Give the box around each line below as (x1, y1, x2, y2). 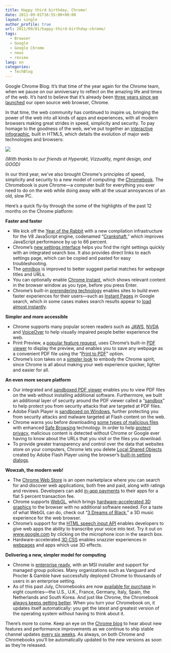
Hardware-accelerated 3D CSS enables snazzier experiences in (12, 537, 147, 542)
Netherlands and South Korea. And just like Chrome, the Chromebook (12, 594, 159, 600)
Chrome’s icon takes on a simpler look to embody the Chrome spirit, (12, 356, 155, 362)
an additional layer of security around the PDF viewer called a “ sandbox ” (12, 397, 165, 404)
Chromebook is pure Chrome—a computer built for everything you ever (5, 182, 155, 188)
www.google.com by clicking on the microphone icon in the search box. (12, 531, 164, 537)
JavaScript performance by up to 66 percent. (12, 239, 108, 245)
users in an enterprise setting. (12, 578, 76, 584)
